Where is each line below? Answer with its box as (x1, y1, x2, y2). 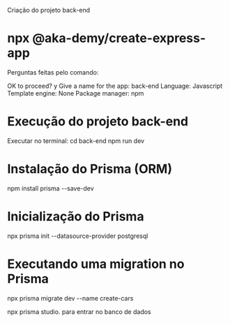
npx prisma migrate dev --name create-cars (7, 294, 134, 302)
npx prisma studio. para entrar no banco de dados (7, 307, 151, 316)
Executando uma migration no (7, 256, 185, 271)
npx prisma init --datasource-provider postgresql (7, 232, 148, 240)
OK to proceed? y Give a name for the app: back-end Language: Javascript (7, 82, 223, 90)
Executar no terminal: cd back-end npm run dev (7, 136, 145, 145)
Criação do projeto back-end (7, 6, 91, 14)
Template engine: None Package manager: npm (7, 89, 144, 97)
